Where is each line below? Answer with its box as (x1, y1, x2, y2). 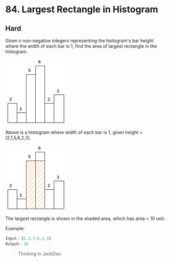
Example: (5, 226, 25, 231)
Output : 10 (5, 241, 29, 247)
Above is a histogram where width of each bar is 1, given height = (5, 129, 143, 135)
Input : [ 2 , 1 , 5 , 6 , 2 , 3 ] (5, 236, 52, 241)
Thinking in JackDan (17, 250, 61, 257)
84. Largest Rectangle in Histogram (5, 4, 158, 15)
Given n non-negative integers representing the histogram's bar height (5, 37, 154, 44)
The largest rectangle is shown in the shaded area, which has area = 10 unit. (5, 215, 165, 221)
